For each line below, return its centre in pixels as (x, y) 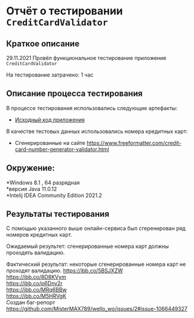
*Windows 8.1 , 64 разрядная (43, 182)
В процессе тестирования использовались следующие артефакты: (92, 108)
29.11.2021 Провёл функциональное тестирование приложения (86, 58)
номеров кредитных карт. (39, 235)
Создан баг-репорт (31, 302)
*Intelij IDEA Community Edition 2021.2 (54, 195)
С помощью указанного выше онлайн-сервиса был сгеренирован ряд (96, 228)
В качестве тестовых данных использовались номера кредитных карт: (97, 131)
